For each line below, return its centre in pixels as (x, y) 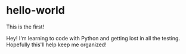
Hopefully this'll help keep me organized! (56, 45)
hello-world (36, 10)
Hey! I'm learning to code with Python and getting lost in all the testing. (93, 38)
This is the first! (25, 27)
